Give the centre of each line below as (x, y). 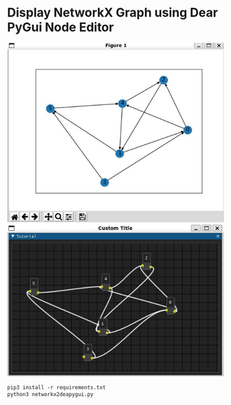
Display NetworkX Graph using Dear (113, 13)
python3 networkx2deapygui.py (51, 395)
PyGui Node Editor (60, 27)
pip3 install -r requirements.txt (57, 388)
